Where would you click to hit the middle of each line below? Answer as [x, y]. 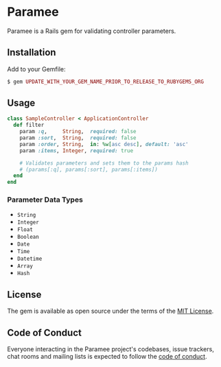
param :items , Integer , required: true [77, 151]
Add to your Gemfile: [37, 69]
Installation [32, 52]
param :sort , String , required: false [78, 138]
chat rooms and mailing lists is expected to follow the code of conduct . [107, 357]
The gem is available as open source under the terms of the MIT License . [110, 311]
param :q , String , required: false [78, 132]
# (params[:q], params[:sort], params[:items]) [89, 169]
